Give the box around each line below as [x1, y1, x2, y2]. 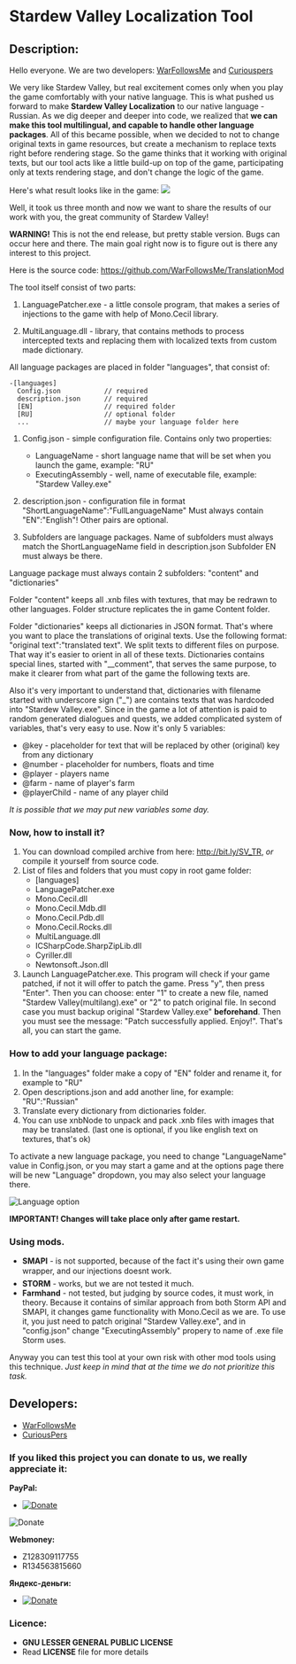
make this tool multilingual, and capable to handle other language [9, 120, 254, 130]
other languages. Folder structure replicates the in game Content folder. [9, 604, 270, 614]
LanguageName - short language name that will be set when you [34, 450, 271, 461]
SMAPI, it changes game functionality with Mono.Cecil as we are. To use [21, 1306, 286, 1317]
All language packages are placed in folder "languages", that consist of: [9, 362, 270, 372]
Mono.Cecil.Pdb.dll [34, 913, 104, 923]
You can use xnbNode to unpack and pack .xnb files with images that [21, 1115, 275, 1125]
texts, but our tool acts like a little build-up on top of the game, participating [9, 158, 285, 167]
